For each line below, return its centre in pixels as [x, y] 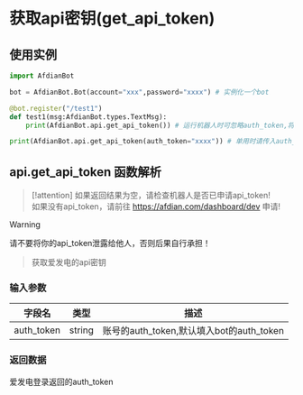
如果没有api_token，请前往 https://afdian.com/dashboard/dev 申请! [156, 207]
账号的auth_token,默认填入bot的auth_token [193, 331]
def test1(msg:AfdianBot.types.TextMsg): [88, 117]
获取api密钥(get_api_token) [112, 18]
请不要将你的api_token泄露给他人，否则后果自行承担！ [110, 243]
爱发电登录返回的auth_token [62, 381]
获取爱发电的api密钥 [69, 262]
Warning [25, 225]
